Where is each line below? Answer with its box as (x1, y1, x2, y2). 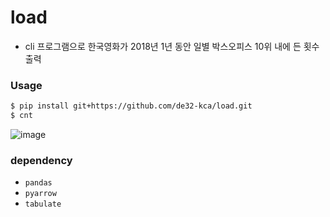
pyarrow (24, 189, 57, 199)
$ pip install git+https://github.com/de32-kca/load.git (10, 101, 253, 111)
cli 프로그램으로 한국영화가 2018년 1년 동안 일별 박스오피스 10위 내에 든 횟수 (24, 40, 320, 52)
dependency (10, 153, 73, 167)
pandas (24, 178, 53, 188)
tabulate (24, 199, 62, 210)
